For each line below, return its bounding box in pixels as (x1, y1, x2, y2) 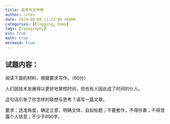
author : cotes (5, 12, 35, 17)
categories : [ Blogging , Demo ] (5, 21, 69, 27)
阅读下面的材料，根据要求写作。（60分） (5, 74, 89, 81)
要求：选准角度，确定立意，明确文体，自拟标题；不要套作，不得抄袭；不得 (5, 107, 160, 113)
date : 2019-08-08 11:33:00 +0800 (5, 17, 76, 22)
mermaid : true (5, 40, 35, 46)
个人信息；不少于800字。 (9, 113, 63, 119)
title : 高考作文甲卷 (5, 7, 44, 13)
